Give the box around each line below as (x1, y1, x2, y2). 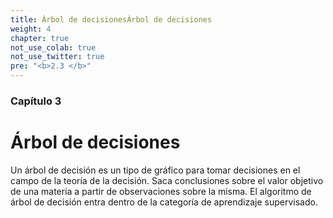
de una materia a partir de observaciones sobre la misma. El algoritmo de (10, 185, 312, 197)
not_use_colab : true (10, 42, 97, 53)
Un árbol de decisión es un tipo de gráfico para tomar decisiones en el (10, 164, 301, 176)
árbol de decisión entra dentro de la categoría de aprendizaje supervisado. (10, 196, 318, 208)
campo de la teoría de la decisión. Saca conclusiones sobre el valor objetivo (10, 174, 324, 186)
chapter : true (10, 33, 70, 43)
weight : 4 (10, 24, 52, 34)
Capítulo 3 (10, 94, 62, 108)
